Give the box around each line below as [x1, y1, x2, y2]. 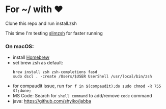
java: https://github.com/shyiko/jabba [12, 98, 92, 104]
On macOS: [5, 43, 34, 50]
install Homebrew [12, 54, 50, 60]
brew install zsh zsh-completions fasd [12, 69, 98, 75]
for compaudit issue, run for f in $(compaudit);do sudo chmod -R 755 [12, 83, 161, 89]
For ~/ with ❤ [5, 4, 64, 15]
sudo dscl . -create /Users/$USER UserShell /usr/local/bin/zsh [12, 74, 152, 79]
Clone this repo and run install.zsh [5, 20, 77, 26]
